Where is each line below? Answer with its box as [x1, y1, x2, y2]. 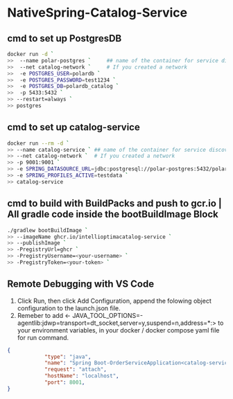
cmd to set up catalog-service [7, 121, 140, 133]
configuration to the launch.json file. [17, 303, 121, 312]
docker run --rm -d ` [7, 140, 70, 147]
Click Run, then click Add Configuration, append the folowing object [17, 296, 212, 305]
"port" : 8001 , [44, 379, 85, 386]
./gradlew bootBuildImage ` [7, 227, 89, 233]
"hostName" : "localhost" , [44, 373, 119, 380]
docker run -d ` [7, 51, 54, 57]
